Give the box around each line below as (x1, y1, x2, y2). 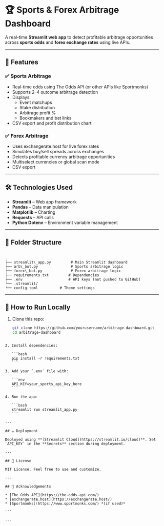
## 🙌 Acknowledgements (5, 484, 51, 489)
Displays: (12, 94, 31, 100)
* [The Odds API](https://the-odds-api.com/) (5, 493, 99, 498)
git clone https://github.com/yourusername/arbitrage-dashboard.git (12, 325, 155, 330)
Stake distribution (19, 104, 55, 110)
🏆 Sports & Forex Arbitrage (5, 4, 119, 16)
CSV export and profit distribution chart (12, 120, 92, 126)
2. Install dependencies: (5, 343, 58, 348)
